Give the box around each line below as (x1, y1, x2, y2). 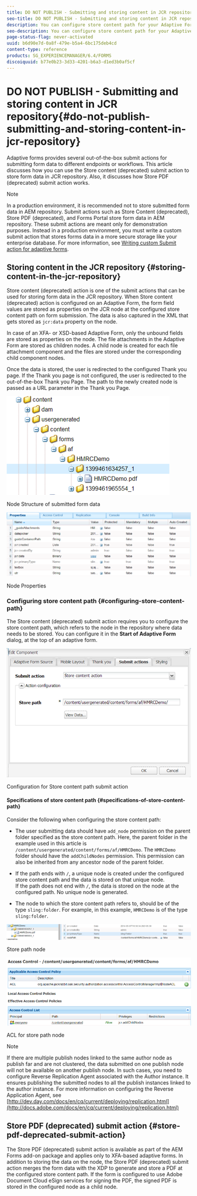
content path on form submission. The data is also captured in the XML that (6, 312, 189, 319)
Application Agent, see (6, 1092, 62, 1099)
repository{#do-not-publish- (6, 110, 151, 123)
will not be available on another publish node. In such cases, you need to (6, 1067, 182, 1074)
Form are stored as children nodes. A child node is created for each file (6, 342, 178, 349)
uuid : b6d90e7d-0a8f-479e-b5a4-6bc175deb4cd (6, 40, 117, 46)
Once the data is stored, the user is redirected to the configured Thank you (6, 366, 187, 373)
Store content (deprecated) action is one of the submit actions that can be (6, 287, 185, 294)
